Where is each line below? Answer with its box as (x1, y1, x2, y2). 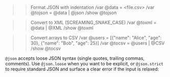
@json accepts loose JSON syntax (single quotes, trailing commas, (5, 55, 144, 61)
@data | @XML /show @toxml (30, 25, 93, 31)
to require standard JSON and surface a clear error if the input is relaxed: (5, 66, 159, 72)
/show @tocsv (30, 46, 61, 51)
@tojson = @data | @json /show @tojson (30, 10, 117, 16)
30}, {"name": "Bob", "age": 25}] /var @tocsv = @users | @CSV (30, 40, 165, 46)
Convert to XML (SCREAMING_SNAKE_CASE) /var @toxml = (30, 20, 157, 25)
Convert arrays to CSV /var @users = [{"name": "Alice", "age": (30, 35, 162, 41)
